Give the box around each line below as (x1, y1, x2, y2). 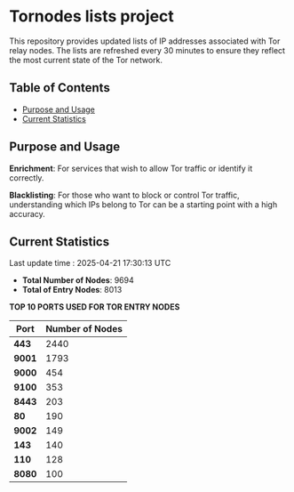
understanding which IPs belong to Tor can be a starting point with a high (9, 198, 278, 210)
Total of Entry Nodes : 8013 (21, 285, 123, 295)
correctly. (9, 172, 44, 183)
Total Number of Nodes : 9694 (21, 275, 135, 286)
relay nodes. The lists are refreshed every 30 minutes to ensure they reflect (9, 44, 286, 55)
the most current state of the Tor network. (9, 54, 163, 65)
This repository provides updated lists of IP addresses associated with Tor (9, 36, 281, 46)
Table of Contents (9, 80, 111, 95)
